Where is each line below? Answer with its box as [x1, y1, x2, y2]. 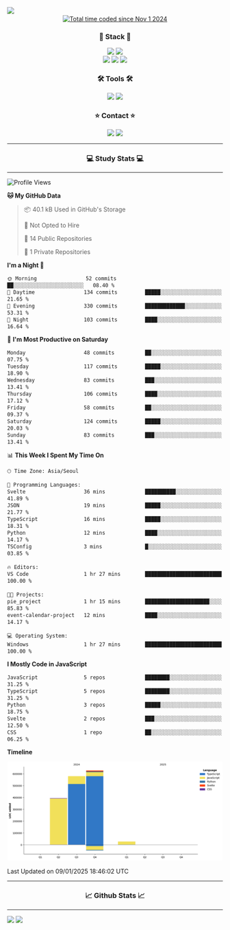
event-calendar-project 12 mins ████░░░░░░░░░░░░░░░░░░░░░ [7, 612, 222, 619]
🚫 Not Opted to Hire [23, 221, 80, 229]
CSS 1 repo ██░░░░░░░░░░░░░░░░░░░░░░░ [7, 729, 222, 736]
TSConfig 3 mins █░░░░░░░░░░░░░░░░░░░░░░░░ [7, 544, 222, 550]
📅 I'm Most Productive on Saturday [7, 336, 108, 344]
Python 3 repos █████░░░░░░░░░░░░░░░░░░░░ [7, 701, 222, 709]
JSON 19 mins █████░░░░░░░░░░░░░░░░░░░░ [7, 502, 222, 509]
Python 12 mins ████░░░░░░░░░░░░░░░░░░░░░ [7, 530, 222, 537]
